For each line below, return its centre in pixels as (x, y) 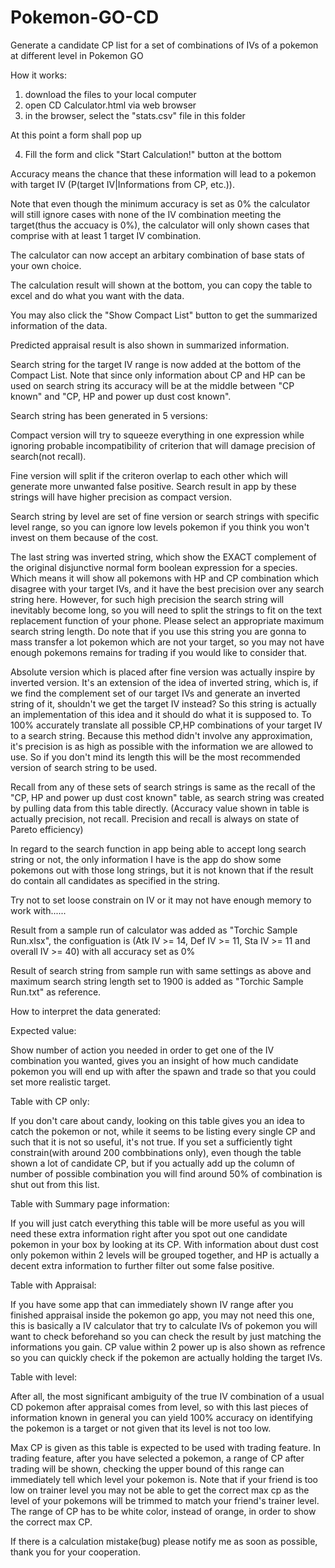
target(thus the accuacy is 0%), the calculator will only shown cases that (160, 225)
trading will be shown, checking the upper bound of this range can (147, 1468)
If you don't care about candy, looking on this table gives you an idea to (157, 1120)
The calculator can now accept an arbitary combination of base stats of (157, 255)
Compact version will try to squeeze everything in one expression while (157, 435)
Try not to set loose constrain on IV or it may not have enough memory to (161, 900)
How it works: (39, 75)
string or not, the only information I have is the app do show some (146, 859)
